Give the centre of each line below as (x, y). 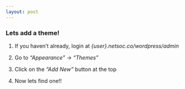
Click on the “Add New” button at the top (65, 69)
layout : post (22, 12)
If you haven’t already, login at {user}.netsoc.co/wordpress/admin (97, 46)
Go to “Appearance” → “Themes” (56, 57)
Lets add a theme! (33, 32)
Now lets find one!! (38, 81)
